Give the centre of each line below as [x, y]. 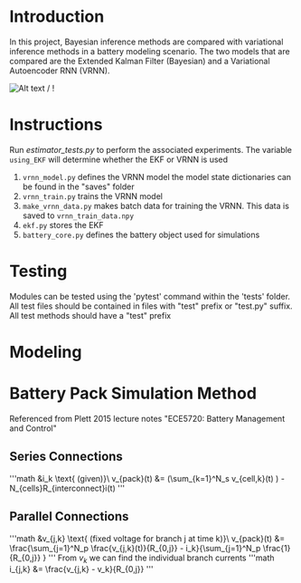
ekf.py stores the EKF [63, 225]
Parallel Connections [69, 516]
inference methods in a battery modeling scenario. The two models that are [150, 51]
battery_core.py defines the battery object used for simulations [141, 234]
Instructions [56, 125]
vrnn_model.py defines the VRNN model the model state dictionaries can [157, 177]
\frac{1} [277, 548]
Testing [38, 271]
